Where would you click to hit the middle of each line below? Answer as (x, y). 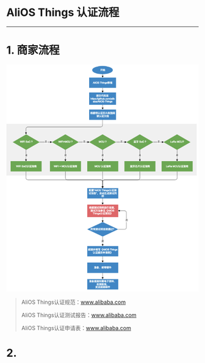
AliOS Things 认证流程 (63, 13)
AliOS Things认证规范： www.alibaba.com (74, 302)
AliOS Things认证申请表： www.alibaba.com (76, 328)
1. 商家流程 (33, 50)
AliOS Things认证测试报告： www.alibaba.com (79, 315)
